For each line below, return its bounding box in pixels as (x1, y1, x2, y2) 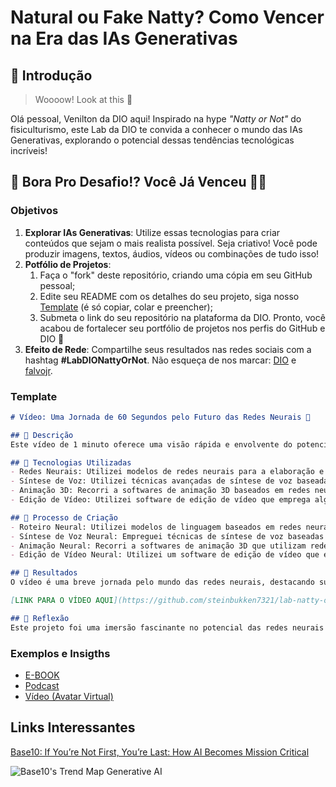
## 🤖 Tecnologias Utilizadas (10, 457, 132, 468)
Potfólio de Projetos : (24, 258, 112, 270)
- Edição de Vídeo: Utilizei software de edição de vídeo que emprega (10, 495, 311, 505)
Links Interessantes (10, 719, 136, 736)
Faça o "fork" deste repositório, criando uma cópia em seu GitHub (39, 269, 313, 281)
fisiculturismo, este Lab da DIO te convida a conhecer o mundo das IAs (10, 124, 303, 135)
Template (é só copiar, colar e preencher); (39, 301, 213, 313)
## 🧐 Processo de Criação (10, 512, 118, 523)
